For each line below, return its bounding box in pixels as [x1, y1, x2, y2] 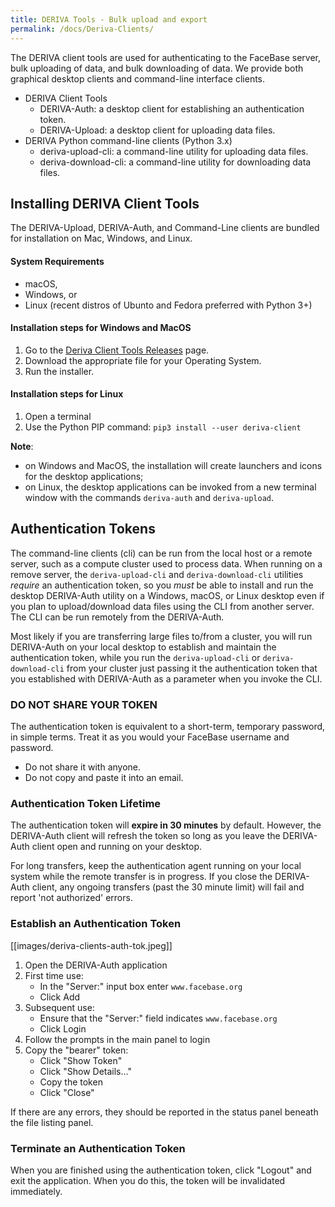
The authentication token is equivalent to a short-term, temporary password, [10, 721, 326, 733]
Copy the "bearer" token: [24, 1044, 129, 1056]
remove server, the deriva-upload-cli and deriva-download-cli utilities [10, 568, 304, 580]
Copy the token [39, 1076, 103, 1088]
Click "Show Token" [39, 1054, 123, 1066]
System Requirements [10, 255, 105, 267]
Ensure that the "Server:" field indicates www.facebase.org [39, 1012, 278, 1024]
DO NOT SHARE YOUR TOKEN [10, 697, 158, 711]
